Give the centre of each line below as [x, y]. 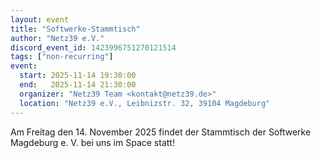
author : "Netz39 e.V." [57, 38]
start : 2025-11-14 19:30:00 [78, 76]
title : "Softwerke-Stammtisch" [75, 29]
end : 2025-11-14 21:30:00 [78, 85]
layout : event [40, 19]
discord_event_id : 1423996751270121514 [93, 47]
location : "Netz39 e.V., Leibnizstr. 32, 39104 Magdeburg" [145, 103]
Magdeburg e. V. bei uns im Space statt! [92, 142]
